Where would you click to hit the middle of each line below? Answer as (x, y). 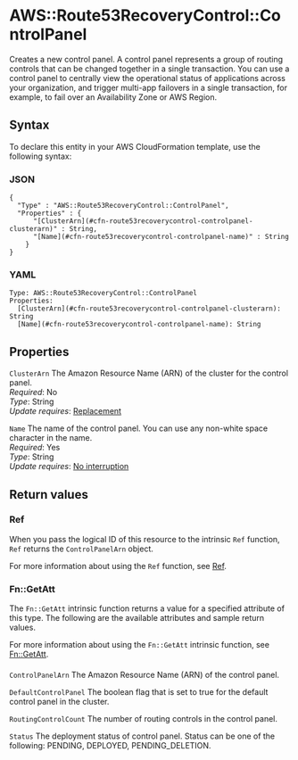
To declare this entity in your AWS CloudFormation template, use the (135, 146)
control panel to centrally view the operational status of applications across (147, 78)
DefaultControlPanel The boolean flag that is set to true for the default (139, 691)
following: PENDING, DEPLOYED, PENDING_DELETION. (110, 745)
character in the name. (51, 438)
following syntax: (41, 156)
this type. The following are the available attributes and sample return (137, 618)
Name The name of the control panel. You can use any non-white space (139, 428)
